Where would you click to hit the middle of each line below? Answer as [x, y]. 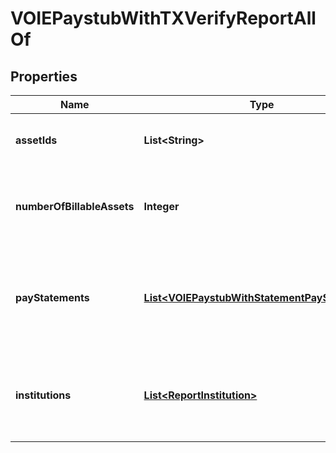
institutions [43, 395]
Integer [161, 206]
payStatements [52, 297]
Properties [44, 76]
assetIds [36, 140]
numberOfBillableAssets [75, 206]
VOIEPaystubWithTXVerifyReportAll [163, 18]
